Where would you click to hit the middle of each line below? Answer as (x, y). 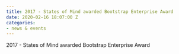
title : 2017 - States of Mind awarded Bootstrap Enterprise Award (90, 12)
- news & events (26, 28)
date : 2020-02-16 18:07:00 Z (42, 17)
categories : (21, 23)
